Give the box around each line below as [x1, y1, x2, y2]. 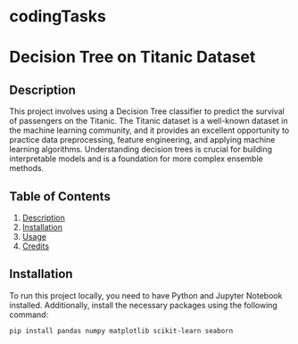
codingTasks [9, 6, 107, 27]
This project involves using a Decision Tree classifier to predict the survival [9, 106, 286, 117]
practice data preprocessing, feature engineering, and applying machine [9, 135, 276, 145]
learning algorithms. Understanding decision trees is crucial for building [9, 144, 273, 155]
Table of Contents [9, 189, 112, 204]
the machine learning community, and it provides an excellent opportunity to [9, 125, 290, 135]
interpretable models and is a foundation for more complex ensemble [9, 153, 263, 164]
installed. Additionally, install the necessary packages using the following [9, 299, 278, 310]
